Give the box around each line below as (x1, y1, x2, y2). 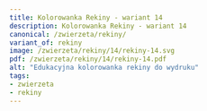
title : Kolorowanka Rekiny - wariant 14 (9, 13, 164, 22)
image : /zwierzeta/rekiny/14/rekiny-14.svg (9, 47, 175, 55)
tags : (9, 72, 30, 81)
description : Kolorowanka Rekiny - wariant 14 (9, 21, 187, 30)
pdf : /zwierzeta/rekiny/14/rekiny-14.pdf (9, 55, 167, 64)
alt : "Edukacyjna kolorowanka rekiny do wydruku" (9, 64, 200, 73)
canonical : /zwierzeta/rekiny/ (9, 30, 127, 38)
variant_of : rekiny (9, 38, 83, 47)
